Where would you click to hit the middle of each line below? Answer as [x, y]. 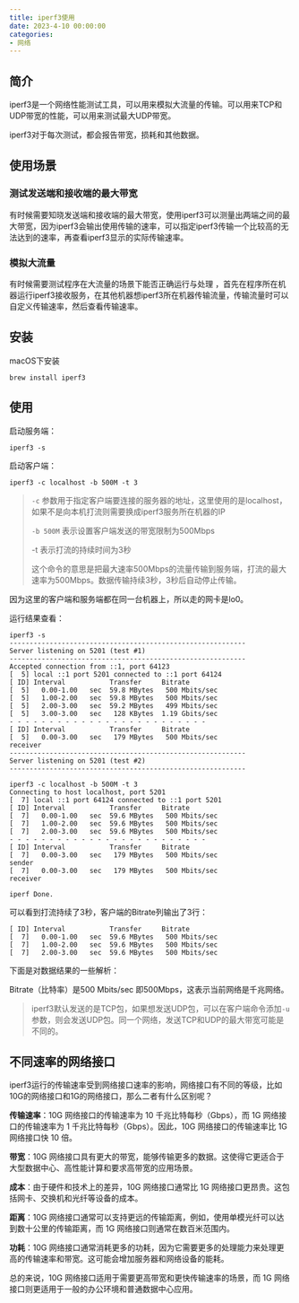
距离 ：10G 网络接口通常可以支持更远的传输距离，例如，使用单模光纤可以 [143, 1218]
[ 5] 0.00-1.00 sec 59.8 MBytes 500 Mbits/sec [114, 690]
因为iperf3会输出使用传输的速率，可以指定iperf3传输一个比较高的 [160, 226]
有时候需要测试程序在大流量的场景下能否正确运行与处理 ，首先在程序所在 [144, 284]
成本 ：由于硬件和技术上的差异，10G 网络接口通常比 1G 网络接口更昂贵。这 [145, 1187]
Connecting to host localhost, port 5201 [88, 792]
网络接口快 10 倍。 [43, 1138]
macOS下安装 [34, 361]
